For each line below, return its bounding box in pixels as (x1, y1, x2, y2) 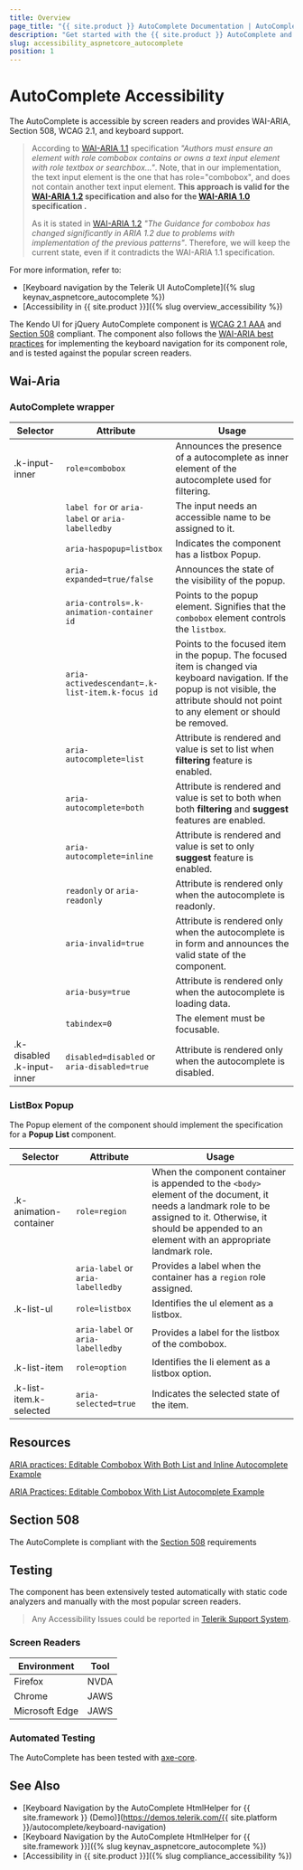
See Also (9, 1779, 60, 1794)
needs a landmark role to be (151, 1200, 271, 1212)
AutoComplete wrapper (9, 401, 115, 413)
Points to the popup (175, 589, 259, 602)
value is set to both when (175, 791, 281, 803)
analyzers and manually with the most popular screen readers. (9, 1596, 242, 1607)
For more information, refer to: (9, 264, 122, 276)
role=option (75, 1362, 127, 1373)
